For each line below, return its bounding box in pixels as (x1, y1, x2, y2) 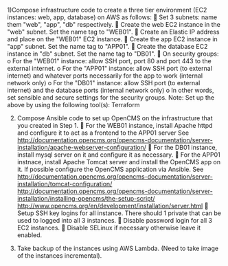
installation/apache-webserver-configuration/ (16, 144, 146, 151)
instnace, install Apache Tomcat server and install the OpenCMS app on (16, 158, 221, 166)
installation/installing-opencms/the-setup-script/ (16, 195, 156, 202)
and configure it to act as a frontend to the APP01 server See (16, 129, 190, 137)
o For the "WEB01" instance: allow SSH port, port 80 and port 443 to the (7, 57, 212, 65)
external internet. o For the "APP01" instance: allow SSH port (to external (7, 65, 213, 72)
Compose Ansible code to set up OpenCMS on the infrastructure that (16, 114, 213, 122)
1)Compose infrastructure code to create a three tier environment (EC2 (7, 6, 207, 14)
